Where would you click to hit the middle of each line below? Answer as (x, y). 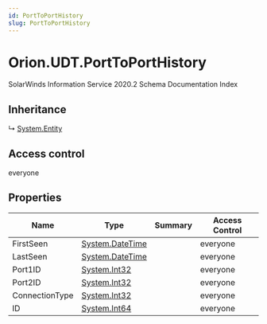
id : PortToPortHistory (46, 16)
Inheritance (37, 109)
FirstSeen (30, 244)
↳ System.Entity (35, 129)
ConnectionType (43, 295)
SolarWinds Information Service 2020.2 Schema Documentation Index (123, 84)
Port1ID (27, 269)
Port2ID (27, 282)
